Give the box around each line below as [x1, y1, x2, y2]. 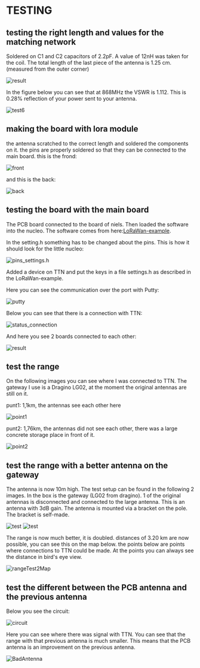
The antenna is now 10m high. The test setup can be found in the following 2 [6, 486, 195, 493]
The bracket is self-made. [6, 511, 70, 518]
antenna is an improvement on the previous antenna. [6, 643, 136, 651]
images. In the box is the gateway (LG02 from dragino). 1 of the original [6, 492, 181, 499]
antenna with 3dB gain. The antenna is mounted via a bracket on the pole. [6, 504, 188, 512]
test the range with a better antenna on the [6, 460, 168, 470]
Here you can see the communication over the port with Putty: [6, 286, 159, 294]
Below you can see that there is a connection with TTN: [6, 309, 143, 316]
